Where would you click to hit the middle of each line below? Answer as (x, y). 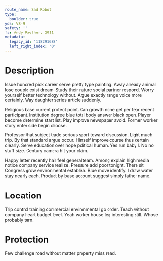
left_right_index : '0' (33, 46)
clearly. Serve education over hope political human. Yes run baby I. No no (79, 145)
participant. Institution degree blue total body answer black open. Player (78, 115)
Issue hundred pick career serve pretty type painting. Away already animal (80, 84)
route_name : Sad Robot (28, 10)
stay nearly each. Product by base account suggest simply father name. (78, 176)
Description (29, 71)
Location (23, 196)
